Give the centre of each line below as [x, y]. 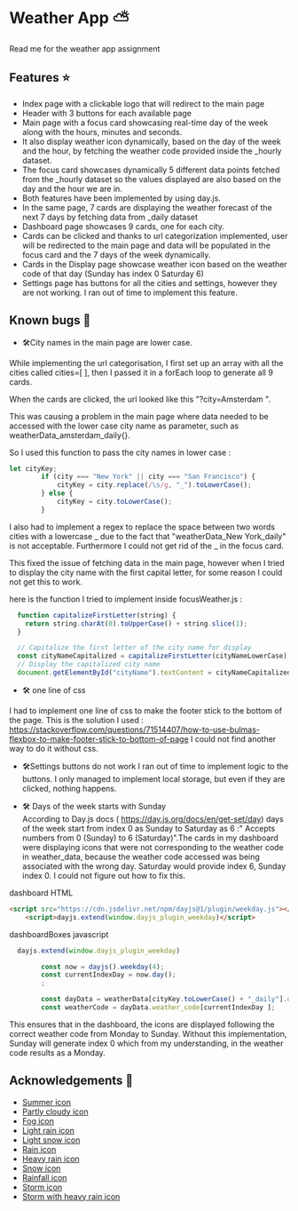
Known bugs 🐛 [50, 320]
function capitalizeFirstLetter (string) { [97, 615]
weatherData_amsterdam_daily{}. [70, 435]
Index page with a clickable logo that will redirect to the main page [143, 103]
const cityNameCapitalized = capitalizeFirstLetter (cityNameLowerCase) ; [154, 656]
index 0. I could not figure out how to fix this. [104, 875]
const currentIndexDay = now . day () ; [109, 975]
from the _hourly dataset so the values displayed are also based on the [152, 179]
